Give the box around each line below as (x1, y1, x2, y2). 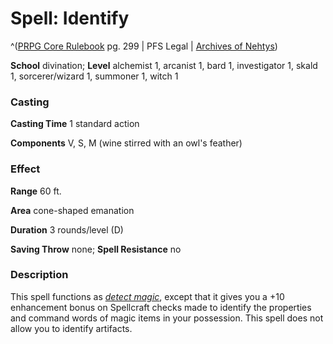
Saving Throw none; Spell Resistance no (10, 243, 182, 255)
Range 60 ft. (10, 185, 62, 197)
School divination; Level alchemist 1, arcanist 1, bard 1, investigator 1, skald (10, 59, 318, 71)
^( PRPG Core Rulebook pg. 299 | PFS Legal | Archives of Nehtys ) (10, 40, 278, 52)
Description (10, 268, 69, 282)
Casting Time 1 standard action (10, 118, 140, 130)
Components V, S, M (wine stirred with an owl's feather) (10, 137, 243, 149)
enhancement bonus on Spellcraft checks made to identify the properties (10, 301, 312, 313)
